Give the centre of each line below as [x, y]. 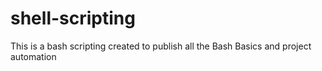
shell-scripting [73, 18]
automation [33, 56]
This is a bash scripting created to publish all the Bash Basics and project [161, 46]
